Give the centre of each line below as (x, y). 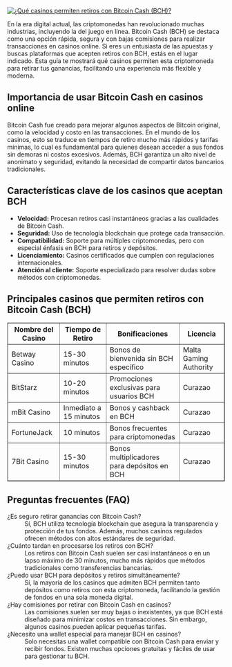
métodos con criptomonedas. (59, 277)
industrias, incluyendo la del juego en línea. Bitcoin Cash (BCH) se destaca (113, 32)
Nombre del (34, 330)
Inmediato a (82, 408)
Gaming (195, 359)
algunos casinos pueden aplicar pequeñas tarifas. (96, 627)
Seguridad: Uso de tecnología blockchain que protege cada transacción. (121, 233)
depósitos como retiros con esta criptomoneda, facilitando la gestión (122, 590)
